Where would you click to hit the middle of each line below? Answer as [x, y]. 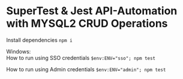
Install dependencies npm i [40, 40]
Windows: [19, 51]
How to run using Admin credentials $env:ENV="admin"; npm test [86, 69]
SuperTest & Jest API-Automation [92, 11]
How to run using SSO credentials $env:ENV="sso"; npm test [81, 58]
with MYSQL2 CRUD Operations [87, 23]
